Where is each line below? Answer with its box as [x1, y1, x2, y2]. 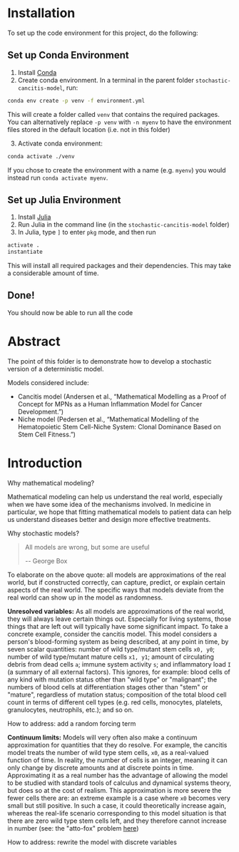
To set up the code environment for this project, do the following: [7, 29, 198, 37]
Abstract [7, 334, 61, 350]
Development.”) [17, 407, 64, 416]
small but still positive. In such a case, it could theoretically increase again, [7, 801, 227, 810]
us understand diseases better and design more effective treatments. [7, 515, 211, 523]
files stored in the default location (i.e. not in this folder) [7, 125, 171, 133]
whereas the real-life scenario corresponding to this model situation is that [7, 809, 227, 817]
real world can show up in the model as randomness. [7, 593, 163, 602]
